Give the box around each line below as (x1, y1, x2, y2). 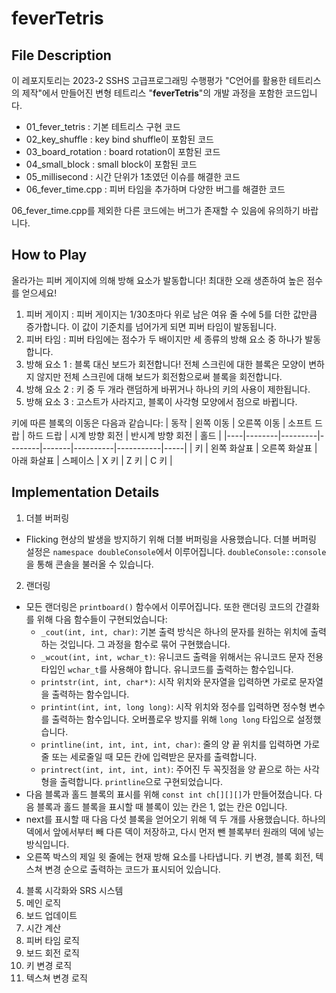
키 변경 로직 (25, 959, 73, 971)
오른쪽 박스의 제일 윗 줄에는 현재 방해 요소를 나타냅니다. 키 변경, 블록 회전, (25, 850, 314, 862)
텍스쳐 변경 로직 (25, 972, 88, 984)
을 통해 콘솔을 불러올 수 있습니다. (25, 558, 154, 570)
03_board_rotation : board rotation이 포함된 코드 (25, 146, 221, 157)
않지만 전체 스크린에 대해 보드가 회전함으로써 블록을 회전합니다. (36, 370, 283, 382)
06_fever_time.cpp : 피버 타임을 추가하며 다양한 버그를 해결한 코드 (25, 183, 286, 195)
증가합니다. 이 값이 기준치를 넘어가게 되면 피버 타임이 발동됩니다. (25, 320, 278, 332)
